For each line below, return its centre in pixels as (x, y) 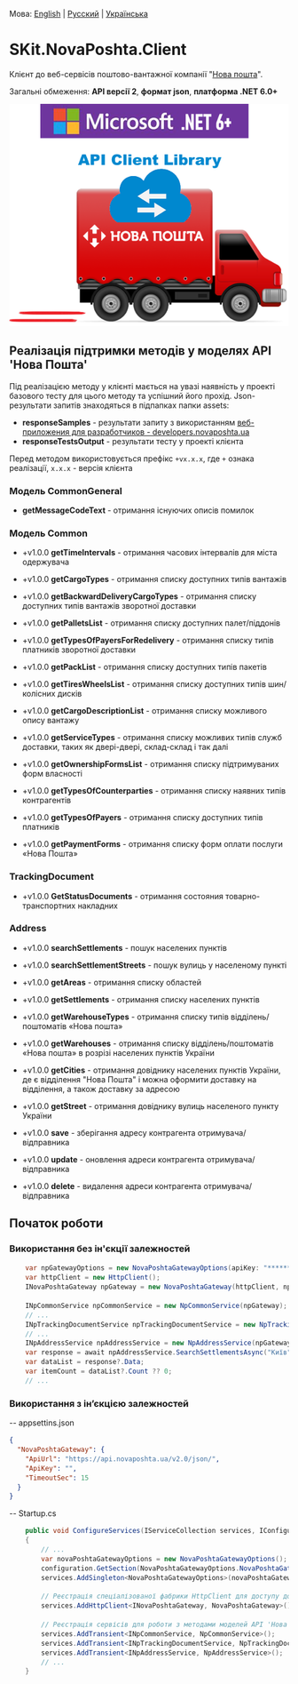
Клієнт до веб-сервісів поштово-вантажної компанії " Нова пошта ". (136, 74)
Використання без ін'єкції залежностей (100, 1249)
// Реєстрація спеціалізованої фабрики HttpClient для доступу (160, 1596)
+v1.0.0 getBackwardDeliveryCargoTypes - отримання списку (139, 596)
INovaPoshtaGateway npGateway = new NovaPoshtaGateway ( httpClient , (152, 1287)
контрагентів (47, 801)
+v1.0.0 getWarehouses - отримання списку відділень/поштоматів (148, 1043)
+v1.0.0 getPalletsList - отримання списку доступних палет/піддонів (151, 623)
